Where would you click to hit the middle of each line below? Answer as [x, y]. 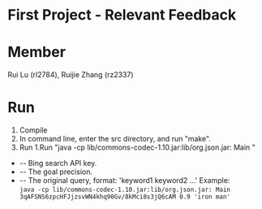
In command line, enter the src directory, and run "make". [115, 139]
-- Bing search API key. [58, 163]
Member [37, 52]
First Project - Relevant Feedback [122, 15]
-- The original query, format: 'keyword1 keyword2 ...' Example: [125, 181]
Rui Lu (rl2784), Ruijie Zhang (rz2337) [71, 75]
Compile [33, 130]
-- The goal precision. [56, 172]
